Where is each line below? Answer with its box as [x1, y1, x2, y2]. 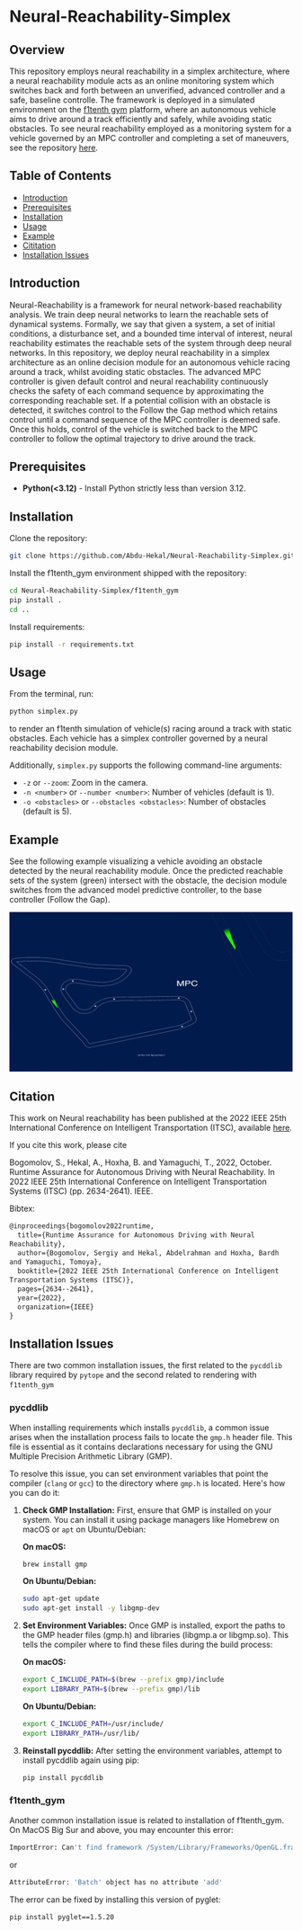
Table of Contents [9, 168, 112, 183]
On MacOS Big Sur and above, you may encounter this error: [9, 1824, 234, 1835]
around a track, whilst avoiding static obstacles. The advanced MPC [9, 366, 262, 377]
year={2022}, [17, 1294, 67, 1303]
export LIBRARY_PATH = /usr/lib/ [22, 1729, 140, 1738]
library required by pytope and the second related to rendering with [9, 1369, 258, 1381]
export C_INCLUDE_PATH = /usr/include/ [22, 1719, 164, 1728]
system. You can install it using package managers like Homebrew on [22, 1514, 280, 1525]
